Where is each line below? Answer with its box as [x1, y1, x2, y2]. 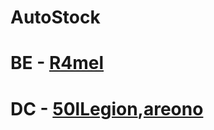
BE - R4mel [10, 52, 105, 75]
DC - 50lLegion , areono [10, 97, 204, 120]
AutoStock [10, 6, 101, 29]
